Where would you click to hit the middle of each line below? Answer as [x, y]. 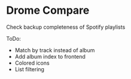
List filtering [30, 69]
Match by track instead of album [55, 50]
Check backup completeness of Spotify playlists [66, 27]
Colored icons [32, 63]
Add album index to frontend [50, 56]
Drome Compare [48, 10]
